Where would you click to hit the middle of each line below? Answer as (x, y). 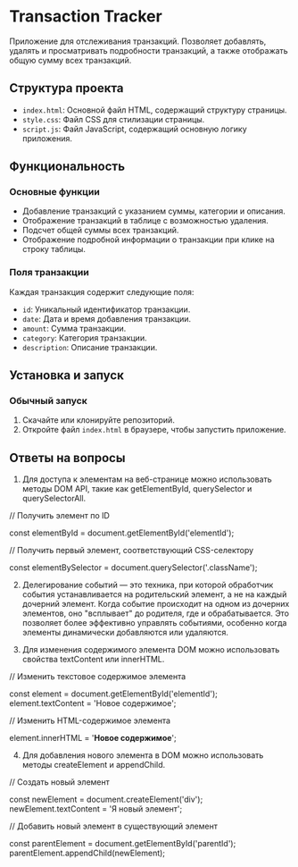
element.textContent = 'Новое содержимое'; (93, 703)
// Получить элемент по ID (59, 516)
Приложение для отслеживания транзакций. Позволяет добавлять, (138, 41)
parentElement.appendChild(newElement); (87, 853)
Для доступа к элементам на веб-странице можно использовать (147, 479)
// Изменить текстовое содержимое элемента (98, 677)
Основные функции (54, 192)
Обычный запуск (48, 401)
